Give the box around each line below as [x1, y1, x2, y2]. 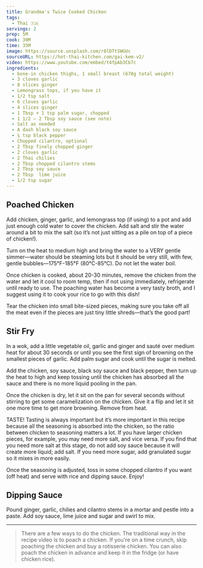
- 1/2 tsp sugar [11, 178, 53, 184]
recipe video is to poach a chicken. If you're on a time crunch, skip [21, 536, 187, 544]
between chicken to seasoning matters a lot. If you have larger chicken [6, 428, 182, 436]
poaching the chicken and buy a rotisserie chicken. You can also [21, 543, 182, 550]
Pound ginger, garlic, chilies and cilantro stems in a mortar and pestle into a [6, 506, 194, 514]
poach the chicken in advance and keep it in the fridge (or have [21, 549, 179, 557]
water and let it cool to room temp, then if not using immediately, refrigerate [6, 277, 195, 285]
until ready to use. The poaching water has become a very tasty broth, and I [6, 284, 195, 291]
